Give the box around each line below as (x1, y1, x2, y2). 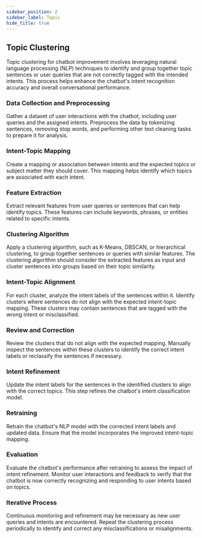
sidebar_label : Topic (6, 14, 61, 20)
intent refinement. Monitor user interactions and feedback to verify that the (6, 471, 192, 478)
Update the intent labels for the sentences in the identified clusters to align (6, 381, 191, 389)
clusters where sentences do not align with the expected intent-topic (6, 298, 177, 305)
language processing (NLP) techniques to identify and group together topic (6, 64, 192, 72)
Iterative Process (6, 498, 57, 507)
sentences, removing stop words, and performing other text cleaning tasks (6, 125, 191, 133)
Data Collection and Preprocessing (6, 99, 110, 107)
